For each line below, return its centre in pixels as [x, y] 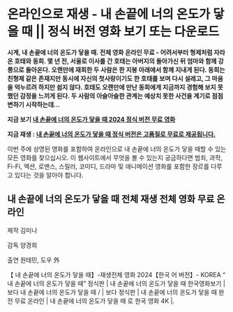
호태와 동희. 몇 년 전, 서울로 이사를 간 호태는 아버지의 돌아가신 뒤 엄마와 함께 [115, 61]
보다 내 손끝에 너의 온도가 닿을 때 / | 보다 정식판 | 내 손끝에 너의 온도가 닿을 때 [112, 292]
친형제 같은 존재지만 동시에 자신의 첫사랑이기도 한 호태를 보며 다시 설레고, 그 [109, 78]
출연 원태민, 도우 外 [34, 260]
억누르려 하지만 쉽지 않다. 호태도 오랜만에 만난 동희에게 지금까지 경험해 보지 [115, 87]
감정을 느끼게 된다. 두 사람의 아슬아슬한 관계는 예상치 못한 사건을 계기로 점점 [121, 95]
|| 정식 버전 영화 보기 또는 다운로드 [127, 32]
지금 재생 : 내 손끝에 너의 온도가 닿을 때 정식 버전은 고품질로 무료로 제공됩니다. [112, 134]
